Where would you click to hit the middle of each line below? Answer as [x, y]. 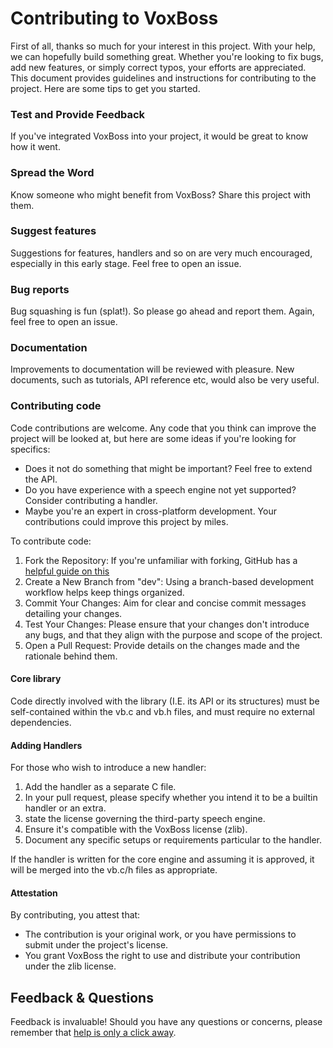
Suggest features [53, 231]
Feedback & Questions [82, 997]
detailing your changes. [73, 613]
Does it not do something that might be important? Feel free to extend [168, 468]
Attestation [34, 893]
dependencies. [41, 722]
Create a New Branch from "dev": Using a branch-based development [169, 581]
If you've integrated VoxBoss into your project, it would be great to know [159, 136]
